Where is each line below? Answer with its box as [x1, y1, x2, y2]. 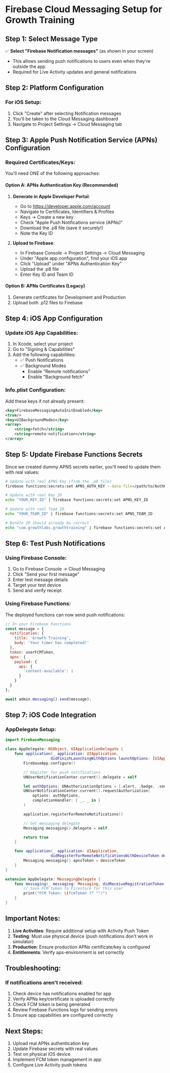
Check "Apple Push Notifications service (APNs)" [20, 219, 123, 225]
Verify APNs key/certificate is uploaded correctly [12, 996, 115, 1002]
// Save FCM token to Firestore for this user [23, 886, 123, 891]
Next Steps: [5, 1027, 43, 1035]
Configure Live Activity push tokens [12, 1062, 88, 1068]
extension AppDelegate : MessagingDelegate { [5, 876, 101, 882]
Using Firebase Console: [5, 554, 67, 561]
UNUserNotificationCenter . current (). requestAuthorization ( [23, 789, 151, 794]
